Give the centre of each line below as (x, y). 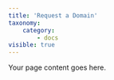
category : (39, 30)
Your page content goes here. (57, 67)
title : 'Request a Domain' (53, 15)
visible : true (32, 45)
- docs (48, 38)
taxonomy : (25, 23)
